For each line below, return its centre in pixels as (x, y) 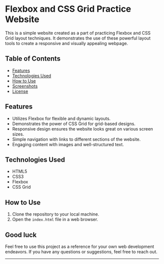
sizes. (18, 134)
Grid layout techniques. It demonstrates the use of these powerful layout (78, 38)
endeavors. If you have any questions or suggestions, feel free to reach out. (81, 252)
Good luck (21, 235)
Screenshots (25, 86)
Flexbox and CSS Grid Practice (68, 9)
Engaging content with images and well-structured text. (68, 144)
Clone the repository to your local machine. (55, 214)
